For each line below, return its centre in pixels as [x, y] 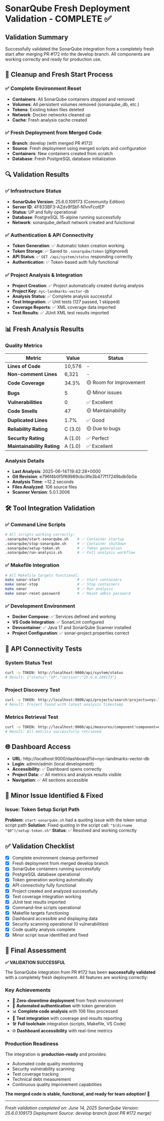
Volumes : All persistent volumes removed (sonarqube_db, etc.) [76, 104]
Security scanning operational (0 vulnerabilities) [60, 924]
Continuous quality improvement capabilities [57, 1084]
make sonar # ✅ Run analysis [59, 589]
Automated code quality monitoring [48, 1064]
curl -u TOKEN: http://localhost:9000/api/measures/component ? [71, 727]
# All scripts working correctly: [40, 534]
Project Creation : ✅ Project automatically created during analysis [78, 285]
